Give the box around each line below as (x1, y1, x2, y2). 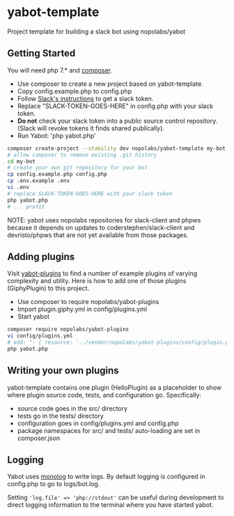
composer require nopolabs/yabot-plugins (7, 326, 130, 333)
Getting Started (7, 47, 76, 59)
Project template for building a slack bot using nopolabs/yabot (7, 27, 186, 36)
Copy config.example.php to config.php (17, 86, 132, 95)
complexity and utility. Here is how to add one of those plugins (7, 277, 187, 285)
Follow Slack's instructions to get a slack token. (17, 94, 154, 103)
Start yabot (17, 312, 50, 321)
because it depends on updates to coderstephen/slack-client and (7, 223, 195, 232)
